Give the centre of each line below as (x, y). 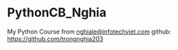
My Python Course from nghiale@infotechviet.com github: (89, 32)
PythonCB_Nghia (57, 13)
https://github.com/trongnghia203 (55, 38)
